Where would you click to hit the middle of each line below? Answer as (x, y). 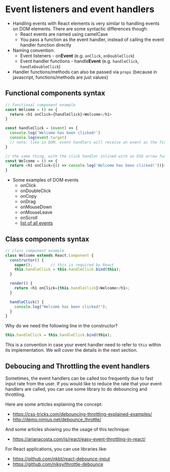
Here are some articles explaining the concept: (54, 404)
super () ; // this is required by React (64, 265)
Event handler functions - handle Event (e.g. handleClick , (79, 61)
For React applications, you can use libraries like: (56, 449)
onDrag (28, 202)
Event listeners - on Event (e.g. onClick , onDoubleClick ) (77, 56)
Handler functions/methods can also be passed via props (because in (85, 71)
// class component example (35, 250)
